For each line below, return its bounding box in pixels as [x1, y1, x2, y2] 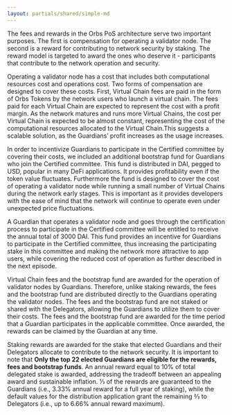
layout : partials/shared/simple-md [7, 10, 110, 17]
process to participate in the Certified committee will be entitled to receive [7, 225, 220, 233]
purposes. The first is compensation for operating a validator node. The [7, 36, 211, 45]
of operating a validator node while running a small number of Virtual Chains [7, 181, 225, 190]
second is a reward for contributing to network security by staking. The [7, 44, 211, 52]
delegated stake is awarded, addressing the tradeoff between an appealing [7, 370, 222, 378]
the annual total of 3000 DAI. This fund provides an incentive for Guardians [7, 232, 222, 241]
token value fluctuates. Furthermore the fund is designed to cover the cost [7, 174, 220, 183]
